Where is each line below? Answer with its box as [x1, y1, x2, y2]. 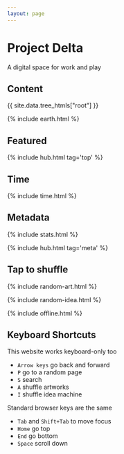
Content [7, 82, 44, 94]
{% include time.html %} [7, 192, 78, 200]
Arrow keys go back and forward [17, 361, 110, 369]
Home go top [17, 424, 51, 433]
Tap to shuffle [7, 264, 69, 276]
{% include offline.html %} [7, 309, 83, 317]
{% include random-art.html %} [7, 282, 97, 290]
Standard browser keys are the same [7, 403, 112, 412]
